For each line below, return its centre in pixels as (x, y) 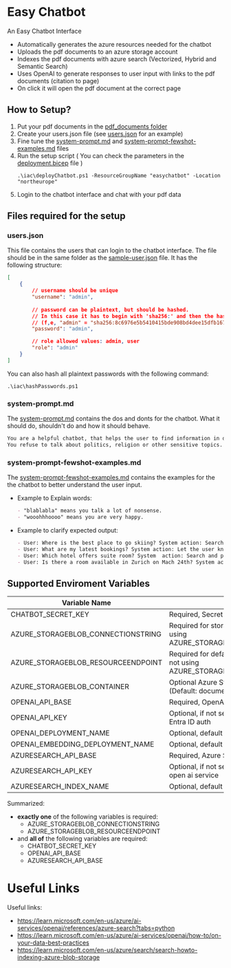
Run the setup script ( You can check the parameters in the (100, 155)
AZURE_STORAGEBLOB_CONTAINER (70, 687)
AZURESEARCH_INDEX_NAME (60, 786)
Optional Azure (193, 682)
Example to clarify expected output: (67, 530)
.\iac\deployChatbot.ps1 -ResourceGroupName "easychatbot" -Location (119, 175)
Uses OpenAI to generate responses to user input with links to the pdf (116, 74)
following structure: (35, 265)
